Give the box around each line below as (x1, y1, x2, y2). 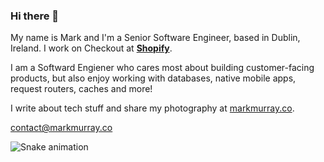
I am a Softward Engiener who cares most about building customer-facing (10, 62, 315, 74)
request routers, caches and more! (10, 83, 153, 95)
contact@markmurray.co (10, 122, 113, 134)
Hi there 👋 (10, 9, 60, 23)
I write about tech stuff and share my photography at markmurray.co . (10, 102, 295, 114)
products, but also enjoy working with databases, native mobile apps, (10, 72, 297, 84)
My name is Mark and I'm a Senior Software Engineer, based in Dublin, (10, 32, 301, 44)
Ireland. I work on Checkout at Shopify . (10, 42, 173, 54)
